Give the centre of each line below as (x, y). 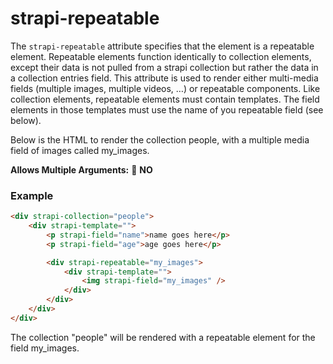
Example (32, 195)
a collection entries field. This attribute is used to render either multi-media (164, 78)
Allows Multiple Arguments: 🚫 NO (81, 169)
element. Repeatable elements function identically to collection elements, (161, 56)
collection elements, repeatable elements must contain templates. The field (165, 99)
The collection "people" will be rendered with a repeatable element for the (163, 337)
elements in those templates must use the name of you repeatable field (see (167, 109)
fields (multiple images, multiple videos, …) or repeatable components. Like (165, 88)
